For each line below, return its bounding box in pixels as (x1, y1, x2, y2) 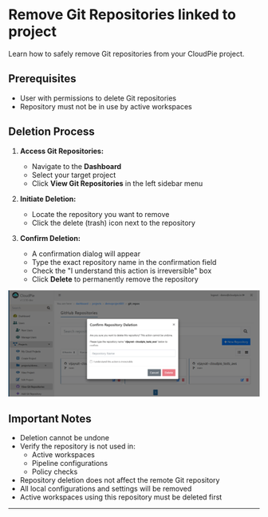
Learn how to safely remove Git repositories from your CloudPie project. (8, 49, 245, 58)
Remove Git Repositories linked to (8, 6, 237, 24)
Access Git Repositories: (19, 146, 104, 156)
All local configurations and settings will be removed (19, 484, 192, 494)
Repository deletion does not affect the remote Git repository (19, 476, 220, 485)
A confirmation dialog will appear (31, 249, 141, 258)
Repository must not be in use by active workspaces (19, 101, 193, 111)
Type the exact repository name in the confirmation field (31, 257, 217, 266)
